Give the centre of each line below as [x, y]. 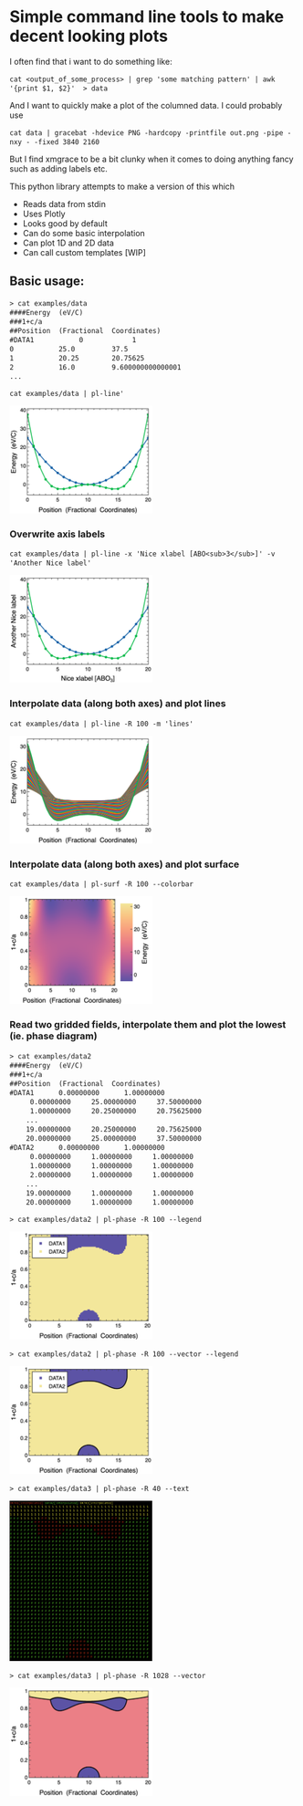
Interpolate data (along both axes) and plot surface [125, 864]
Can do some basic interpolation [84, 233]
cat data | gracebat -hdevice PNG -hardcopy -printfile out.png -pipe [146, 133]
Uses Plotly [44, 214]
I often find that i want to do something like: [91, 61]
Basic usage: [47, 282]
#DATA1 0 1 [73, 339]
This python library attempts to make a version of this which [122, 186]
